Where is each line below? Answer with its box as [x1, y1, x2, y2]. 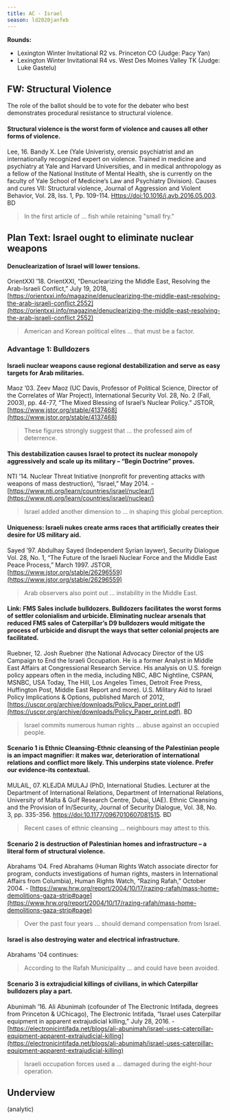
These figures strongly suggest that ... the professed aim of [23, 426, 192, 435]
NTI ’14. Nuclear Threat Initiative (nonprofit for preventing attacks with [7, 473, 205, 481]
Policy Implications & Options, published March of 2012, [7, 693, 165, 701]
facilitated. [7, 634, 39, 642]
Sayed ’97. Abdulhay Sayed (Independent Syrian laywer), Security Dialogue [7, 546, 220, 554]
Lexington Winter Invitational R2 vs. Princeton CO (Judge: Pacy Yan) [16, 49, 211, 57]
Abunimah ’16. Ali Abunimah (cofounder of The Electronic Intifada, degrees [7, 1002, 218, 1010]
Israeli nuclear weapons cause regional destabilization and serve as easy [7, 361, 221, 369]
